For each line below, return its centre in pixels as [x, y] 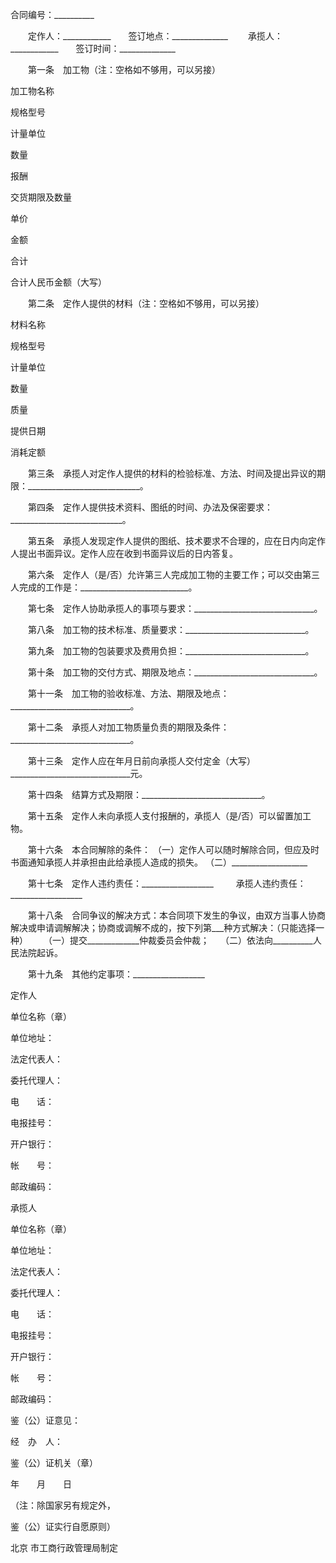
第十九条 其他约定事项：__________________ [116, 974]
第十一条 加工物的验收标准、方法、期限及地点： [128, 693]
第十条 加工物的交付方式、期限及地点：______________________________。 [175, 672]
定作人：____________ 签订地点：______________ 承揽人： [155, 36]
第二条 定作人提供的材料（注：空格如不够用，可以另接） [146, 303]
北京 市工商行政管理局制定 [64, 1547]
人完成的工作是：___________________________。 [104, 587]
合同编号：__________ [52, 14]
